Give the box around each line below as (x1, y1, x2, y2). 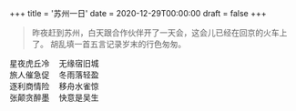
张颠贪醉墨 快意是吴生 (9, 93, 99, 103)
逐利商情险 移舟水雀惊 (9, 81, 99, 91)
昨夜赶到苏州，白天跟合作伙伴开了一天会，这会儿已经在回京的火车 (31, 27, 280, 38)
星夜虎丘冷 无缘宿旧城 (9, 58, 99, 68)
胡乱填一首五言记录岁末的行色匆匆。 (49, 39, 187, 49)
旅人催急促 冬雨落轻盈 (9, 70, 99, 80)
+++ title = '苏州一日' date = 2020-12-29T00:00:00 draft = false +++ (9, 8, 267, 18)
